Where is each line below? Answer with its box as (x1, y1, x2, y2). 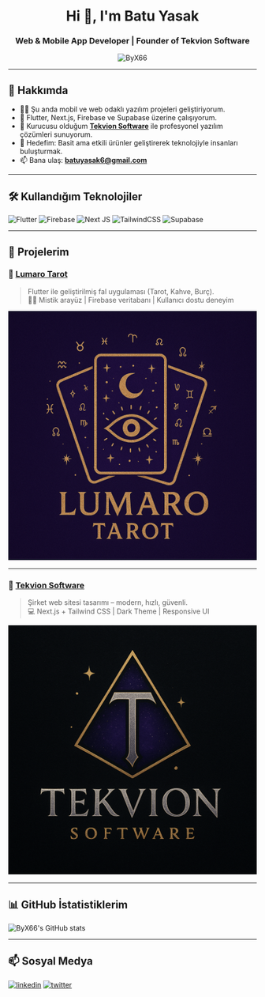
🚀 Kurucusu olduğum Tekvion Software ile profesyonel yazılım (19, 122, 223, 131)
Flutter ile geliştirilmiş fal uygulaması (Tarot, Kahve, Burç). (27, 286, 215, 296)
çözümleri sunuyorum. (19, 130, 93, 139)
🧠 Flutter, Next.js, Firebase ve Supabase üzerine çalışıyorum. (19, 113, 218, 123)
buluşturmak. (19, 146, 63, 157)
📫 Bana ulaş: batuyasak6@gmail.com (19, 156, 147, 165)
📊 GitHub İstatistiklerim (8, 898, 129, 912)
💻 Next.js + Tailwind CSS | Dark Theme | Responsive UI (27, 606, 210, 616)
